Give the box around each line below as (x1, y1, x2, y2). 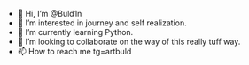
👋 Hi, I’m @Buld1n (17, 9, 82, 18)
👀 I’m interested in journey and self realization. (17, 18, 188, 28)
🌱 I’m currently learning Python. (17, 27, 134, 37)
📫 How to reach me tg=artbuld (17, 47, 132, 56)
